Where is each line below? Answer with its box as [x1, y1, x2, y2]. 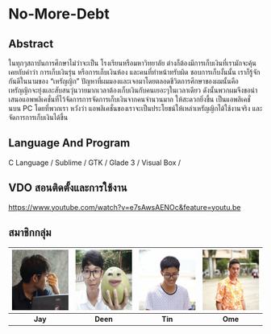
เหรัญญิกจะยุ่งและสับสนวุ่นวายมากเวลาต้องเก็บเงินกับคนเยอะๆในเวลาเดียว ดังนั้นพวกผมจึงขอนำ [8, 85, 258, 95]
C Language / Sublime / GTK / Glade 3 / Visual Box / [8, 158, 181, 167]
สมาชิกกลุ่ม [8, 226, 52, 240]
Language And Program [8, 136, 131, 150]
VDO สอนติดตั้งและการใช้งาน [8, 181, 127, 195]
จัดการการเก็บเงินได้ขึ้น [8, 113, 69, 122]
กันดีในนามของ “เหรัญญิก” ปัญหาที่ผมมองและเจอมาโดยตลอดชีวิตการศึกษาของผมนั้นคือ [8, 76, 240, 85]
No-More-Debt [8, 5, 110, 23]
